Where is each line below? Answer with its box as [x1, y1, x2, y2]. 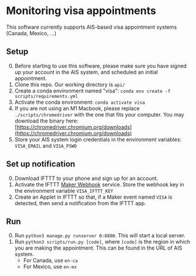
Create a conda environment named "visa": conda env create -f [14, 87, 171, 94]
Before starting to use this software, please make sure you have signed [14, 62, 187, 69]
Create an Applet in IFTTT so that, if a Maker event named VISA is [14, 193, 173, 200]
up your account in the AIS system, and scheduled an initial [14, 69, 158, 76]
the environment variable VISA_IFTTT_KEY [14, 187, 113, 194]
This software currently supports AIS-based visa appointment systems [6, 23, 177, 30]
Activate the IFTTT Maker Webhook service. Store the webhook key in [14, 180, 185, 188]
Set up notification [6, 159, 75, 169]
